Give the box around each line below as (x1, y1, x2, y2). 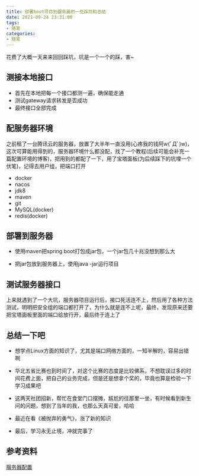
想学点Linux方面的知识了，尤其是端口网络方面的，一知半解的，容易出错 (14, 347, 190, 354)
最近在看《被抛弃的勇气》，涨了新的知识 (14, 415, 111, 422)
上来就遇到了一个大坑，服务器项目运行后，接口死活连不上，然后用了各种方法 (6, 297, 193, 304)
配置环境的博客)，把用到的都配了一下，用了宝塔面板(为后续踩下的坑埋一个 (11, 155, 192, 162)
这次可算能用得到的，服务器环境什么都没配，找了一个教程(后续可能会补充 (6, 147, 185, 155)
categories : (6, 31, 36, 37)
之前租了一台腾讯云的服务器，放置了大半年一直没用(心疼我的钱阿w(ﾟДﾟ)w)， (6, 140, 192, 147)
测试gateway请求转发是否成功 (14, 96, 88, 104)
